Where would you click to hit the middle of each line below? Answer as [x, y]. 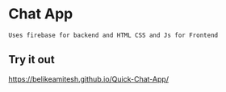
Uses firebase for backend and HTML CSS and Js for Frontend [113, 35]
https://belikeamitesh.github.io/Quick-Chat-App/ [89, 79]
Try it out [31, 60]
